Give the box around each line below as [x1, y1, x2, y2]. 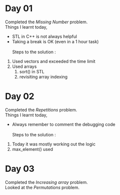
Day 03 [5, 163, 35, 175]
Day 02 [5, 91, 35, 102]
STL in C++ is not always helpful [12, 33, 77, 39]
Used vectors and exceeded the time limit [12, 58, 96, 64]
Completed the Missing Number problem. [5, 19, 88, 25]
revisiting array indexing [19, 74, 68, 80]
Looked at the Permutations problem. [5, 184, 80, 190]
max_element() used [12, 146, 53, 152]
